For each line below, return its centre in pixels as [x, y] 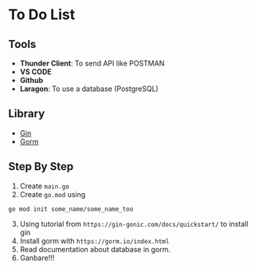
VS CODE [35, 72]
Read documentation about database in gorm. [95, 249]
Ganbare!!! [37, 258]
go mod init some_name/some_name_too [71, 209]
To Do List [42, 15]
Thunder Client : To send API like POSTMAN [92, 63]
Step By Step [41, 166]
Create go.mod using [53, 194]
